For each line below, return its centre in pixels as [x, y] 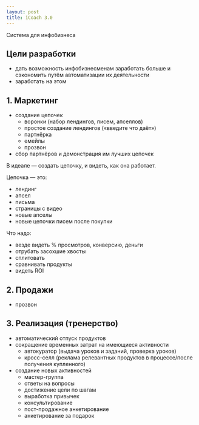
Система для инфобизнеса [41, 35]
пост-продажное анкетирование [66, 409]
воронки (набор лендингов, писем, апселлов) [84, 121]
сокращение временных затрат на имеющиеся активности [92, 344]
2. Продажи [30, 290]
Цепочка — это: [27, 177]
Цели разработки [41, 54]
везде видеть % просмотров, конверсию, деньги [79, 245]
